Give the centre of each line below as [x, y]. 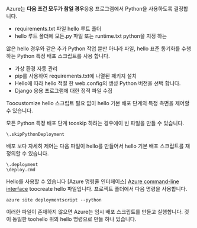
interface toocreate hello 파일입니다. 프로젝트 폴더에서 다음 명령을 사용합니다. [97, 189]
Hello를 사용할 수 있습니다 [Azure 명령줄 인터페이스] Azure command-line [93, 181]
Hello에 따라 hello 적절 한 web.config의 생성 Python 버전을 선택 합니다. [98, 83]
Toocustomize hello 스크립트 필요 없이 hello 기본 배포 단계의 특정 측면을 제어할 [98, 103]
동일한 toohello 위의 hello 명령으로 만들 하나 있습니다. [74, 219]
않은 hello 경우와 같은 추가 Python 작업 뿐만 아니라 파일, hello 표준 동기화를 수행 [98, 48]
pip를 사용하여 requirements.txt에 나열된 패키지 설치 [76, 76]
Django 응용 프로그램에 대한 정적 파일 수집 [64, 91]
